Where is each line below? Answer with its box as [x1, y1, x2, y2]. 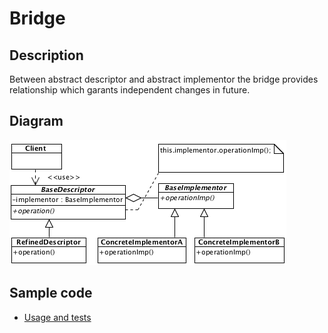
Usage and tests [23, 311, 92, 323]
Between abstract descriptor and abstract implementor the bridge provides [9, 73, 319, 85]
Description [9, 47, 84, 64]
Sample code [9, 285, 93, 302]
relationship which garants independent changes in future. [9, 84, 251, 96]
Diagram [9, 113, 64, 130]
